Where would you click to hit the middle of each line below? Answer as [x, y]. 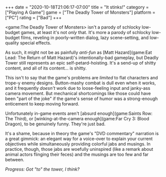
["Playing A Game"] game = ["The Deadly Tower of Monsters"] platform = [80, 12]
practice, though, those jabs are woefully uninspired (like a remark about [79, 149]
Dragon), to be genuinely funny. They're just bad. [55, 124]
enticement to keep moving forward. [42, 104]
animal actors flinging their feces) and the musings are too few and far [77, 154]
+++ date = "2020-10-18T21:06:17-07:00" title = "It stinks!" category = [77, 7]
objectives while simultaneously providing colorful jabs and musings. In [78, 144]
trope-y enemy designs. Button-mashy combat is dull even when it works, [81, 83]
